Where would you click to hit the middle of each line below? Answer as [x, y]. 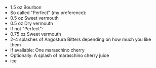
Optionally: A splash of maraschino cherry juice [60, 55]
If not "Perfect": [26, 29]
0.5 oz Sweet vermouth [34, 18]
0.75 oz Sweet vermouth [36, 34]
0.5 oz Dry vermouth [31, 23]
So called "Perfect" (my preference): [48, 13]
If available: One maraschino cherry [47, 50]
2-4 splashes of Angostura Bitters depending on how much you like [81, 39]
